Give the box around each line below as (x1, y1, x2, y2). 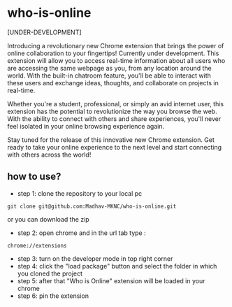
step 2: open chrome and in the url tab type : (17, 229, 146, 237)
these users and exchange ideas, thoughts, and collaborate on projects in (7, 78, 219, 87)
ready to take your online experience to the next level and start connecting (7, 143, 222, 151)
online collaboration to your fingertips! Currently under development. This (7, 49, 219, 57)
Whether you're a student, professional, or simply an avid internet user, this (7, 99, 224, 108)
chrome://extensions (7, 242, 68, 249)
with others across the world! (7, 150, 92, 159)
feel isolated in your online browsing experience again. (7, 122, 165, 130)
